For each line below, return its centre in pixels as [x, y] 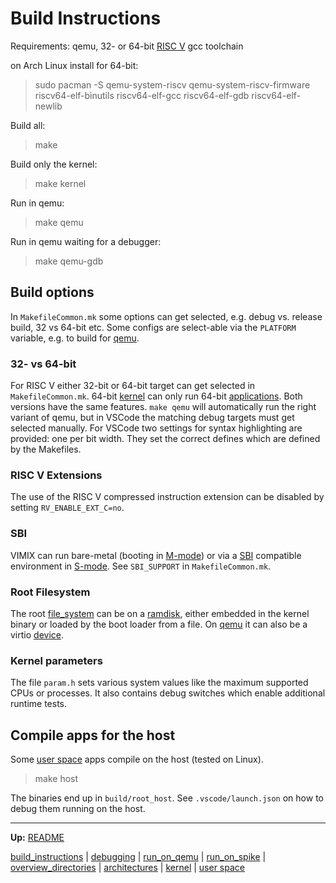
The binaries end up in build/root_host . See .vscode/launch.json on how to [167, 798]
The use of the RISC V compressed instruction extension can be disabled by [167, 497]
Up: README [37, 838]
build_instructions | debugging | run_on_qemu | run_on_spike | [138, 857]
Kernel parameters [56, 660]
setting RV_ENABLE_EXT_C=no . [67, 508]
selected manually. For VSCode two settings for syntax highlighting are [156, 428]
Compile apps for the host [93, 735]
